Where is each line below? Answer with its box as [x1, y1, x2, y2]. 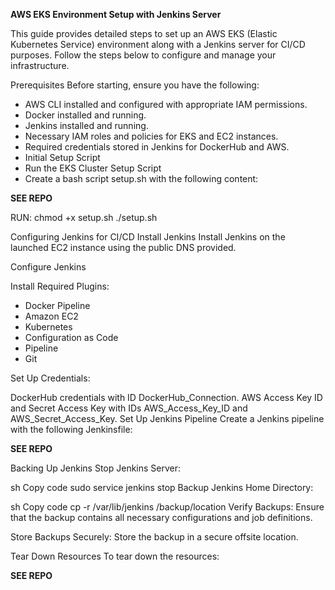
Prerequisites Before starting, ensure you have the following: [10, 79, 260, 91]
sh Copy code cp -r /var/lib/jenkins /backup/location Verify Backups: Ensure [10, 501, 325, 513]
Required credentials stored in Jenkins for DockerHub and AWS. [24, 141, 290, 153]
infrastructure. [10, 60, 70, 71]
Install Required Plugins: [10, 280, 110, 292]
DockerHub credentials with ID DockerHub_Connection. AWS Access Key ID [10, 392, 323, 403]
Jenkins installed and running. [24, 120, 149, 131]
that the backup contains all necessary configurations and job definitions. [10, 512, 313, 523]
